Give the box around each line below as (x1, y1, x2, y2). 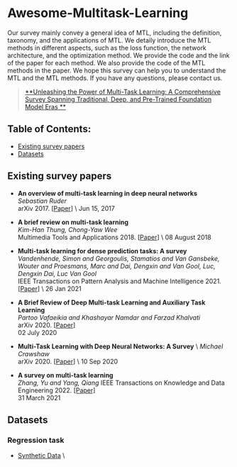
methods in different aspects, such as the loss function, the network (7, 43, 207, 52)
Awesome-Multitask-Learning (7, 5, 189, 21)
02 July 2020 (17, 328, 57, 336)
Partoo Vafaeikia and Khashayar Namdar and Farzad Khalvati (17, 313, 201, 322)
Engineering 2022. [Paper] (17, 385, 96, 395)
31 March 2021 (17, 393, 61, 402)
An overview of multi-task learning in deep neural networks (17, 189, 197, 197)
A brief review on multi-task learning (17, 218, 129, 226)
